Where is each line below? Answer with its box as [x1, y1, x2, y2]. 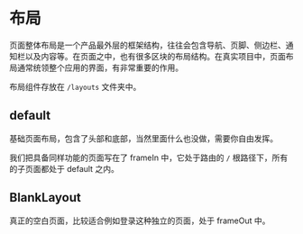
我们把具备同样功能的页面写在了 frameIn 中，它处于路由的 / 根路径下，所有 [9, 152, 289, 163]
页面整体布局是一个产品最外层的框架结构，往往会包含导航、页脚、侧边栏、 [9, 40, 286, 50]
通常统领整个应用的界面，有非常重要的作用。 [16, 62, 183, 73]
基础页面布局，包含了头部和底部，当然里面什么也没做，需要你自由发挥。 [9, 132, 278, 144]
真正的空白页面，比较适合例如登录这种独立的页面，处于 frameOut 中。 [9, 215, 271, 226]
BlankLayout [9, 190, 81, 205]
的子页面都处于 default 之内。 [9, 163, 119, 174]
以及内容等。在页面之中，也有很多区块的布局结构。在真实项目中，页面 [24, 50, 286, 61]
